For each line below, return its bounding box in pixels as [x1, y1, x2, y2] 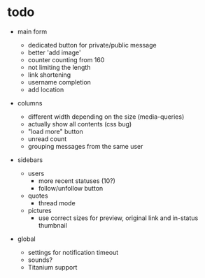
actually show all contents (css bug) [27, 119, 132, 128]
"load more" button [27, 127, 84, 136]
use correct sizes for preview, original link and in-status [38, 214, 199, 222]
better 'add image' [27, 48, 82, 57]
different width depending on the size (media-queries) [27, 112, 185, 121]
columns [17, 98, 43, 107]
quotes [27, 191, 48, 200]
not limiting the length [27, 63, 91, 71]
